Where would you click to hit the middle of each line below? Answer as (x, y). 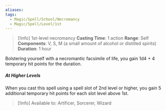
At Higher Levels (23, 75)
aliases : (14, 10)
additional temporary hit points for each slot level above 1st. (67, 93)
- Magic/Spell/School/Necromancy (45, 19)
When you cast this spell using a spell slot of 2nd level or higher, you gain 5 (83, 88)
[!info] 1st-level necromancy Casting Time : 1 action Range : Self (83, 38)
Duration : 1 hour (34, 49)
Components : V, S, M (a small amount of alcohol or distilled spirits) (87, 44)
